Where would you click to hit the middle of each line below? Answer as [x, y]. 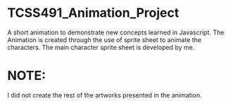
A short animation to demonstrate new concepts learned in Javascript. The [116, 32]
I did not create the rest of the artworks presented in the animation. [105, 95]
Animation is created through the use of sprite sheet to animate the [105, 39]
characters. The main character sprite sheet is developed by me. [101, 47]
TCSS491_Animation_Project [93, 13]
